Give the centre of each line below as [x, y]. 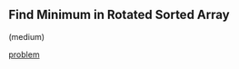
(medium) [27, 36]
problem [24, 54]
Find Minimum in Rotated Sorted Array [119, 15]
